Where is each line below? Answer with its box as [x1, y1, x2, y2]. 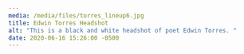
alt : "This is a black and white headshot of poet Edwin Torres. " [8, 26, 238, 34]
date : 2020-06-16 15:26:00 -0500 [8, 33, 120, 42]
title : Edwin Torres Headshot [8, 19, 109, 27]
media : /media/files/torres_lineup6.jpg [8, 11, 145, 20]
